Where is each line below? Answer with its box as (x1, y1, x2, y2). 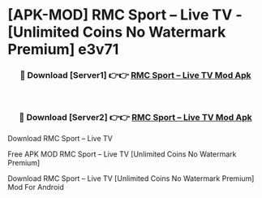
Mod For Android (7, 182, 64, 192)
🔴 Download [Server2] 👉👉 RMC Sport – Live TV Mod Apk (19, 112, 252, 123)
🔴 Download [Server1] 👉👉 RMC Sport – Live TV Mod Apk (19, 70, 252, 81)
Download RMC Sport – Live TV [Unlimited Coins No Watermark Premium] (7, 173, 255, 183)
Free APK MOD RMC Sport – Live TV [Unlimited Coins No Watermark (7, 148, 237, 159)
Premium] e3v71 (7, 41, 119, 58)
